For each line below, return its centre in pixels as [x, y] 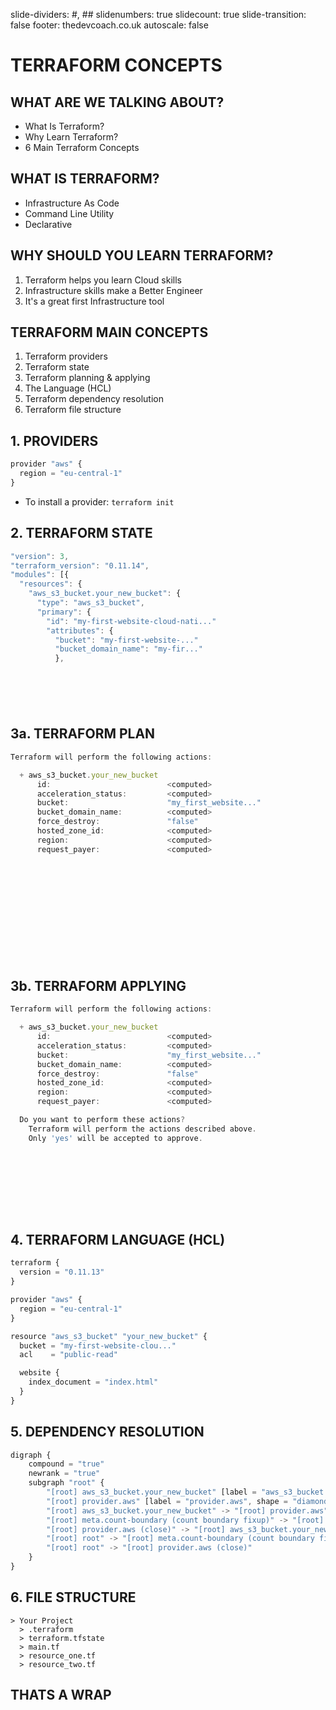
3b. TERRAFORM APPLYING [98, 985]
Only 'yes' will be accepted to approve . [115, 1138]
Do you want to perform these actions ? [102, 1120]
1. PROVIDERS [54, 440]
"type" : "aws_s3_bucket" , [90, 603]
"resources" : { [51, 584]
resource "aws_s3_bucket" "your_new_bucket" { [109, 1336]
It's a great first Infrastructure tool [94, 301]
